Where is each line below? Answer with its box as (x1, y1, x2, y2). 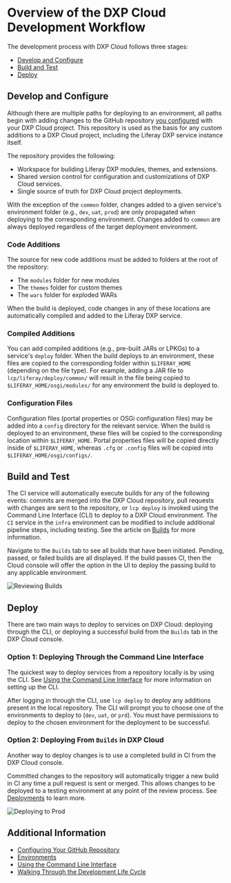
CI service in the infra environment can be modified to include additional (7, 518, 215, 526)
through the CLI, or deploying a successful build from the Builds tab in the (7, 627, 219, 636)
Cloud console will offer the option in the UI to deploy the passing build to (7, 561, 216, 569)
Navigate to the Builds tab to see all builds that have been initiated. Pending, (7, 547, 224, 555)
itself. (7, 138, 23, 146)
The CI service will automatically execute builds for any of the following (7, 489, 210, 497)
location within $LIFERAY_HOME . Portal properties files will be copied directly (7, 436, 219, 444)
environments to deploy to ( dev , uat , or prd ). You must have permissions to (7, 710, 219, 719)
